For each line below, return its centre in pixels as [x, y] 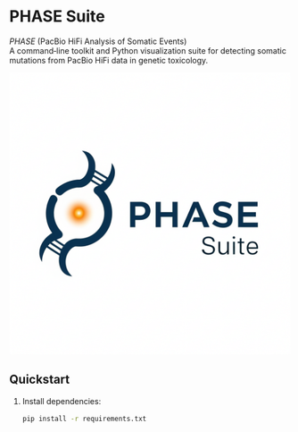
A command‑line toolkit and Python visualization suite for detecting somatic [148, 50]
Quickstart [40, 380]
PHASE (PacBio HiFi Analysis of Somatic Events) [98, 41]
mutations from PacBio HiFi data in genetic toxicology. [109, 60]
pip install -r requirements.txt [84, 419]
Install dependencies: [62, 401]
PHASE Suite [57, 17]
